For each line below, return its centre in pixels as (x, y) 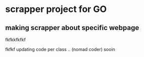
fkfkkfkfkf (16, 39)
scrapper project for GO (56, 9)
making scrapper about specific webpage (72, 28)
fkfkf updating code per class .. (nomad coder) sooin (60, 49)
